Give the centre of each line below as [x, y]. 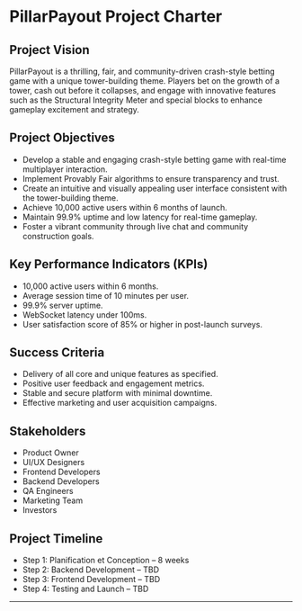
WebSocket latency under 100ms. [84, 314]
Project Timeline [56, 539]
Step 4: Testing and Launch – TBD [85, 589]
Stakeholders [48, 431]
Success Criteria [57, 353]
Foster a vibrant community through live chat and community [135, 226]
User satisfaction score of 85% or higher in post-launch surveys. [142, 324]
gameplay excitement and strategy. [74, 109]
